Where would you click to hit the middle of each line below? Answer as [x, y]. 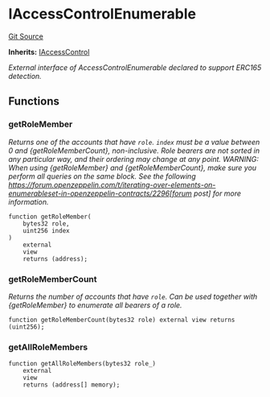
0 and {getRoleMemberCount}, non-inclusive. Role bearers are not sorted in [134, 151]
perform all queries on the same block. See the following [102, 176]
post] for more [217, 193]
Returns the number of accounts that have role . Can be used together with [133, 296]
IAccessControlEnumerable [102, 14]
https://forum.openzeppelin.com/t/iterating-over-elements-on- [112, 184]
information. [29, 201]
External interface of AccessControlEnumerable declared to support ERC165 [135, 67]
